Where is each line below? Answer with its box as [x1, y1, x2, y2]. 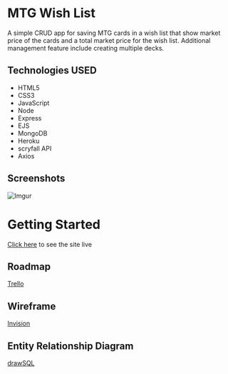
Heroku [17, 136, 40, 145]
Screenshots [7, 173, 66, 185]
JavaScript [17, 98, 50, 107]
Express [17, 113, 42, 122]
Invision [7, 319, 31, 328]
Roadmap [7, 261, 51, 273]
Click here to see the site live [7, 240, 93, 248]
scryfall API [17, 144, 52, 153]
